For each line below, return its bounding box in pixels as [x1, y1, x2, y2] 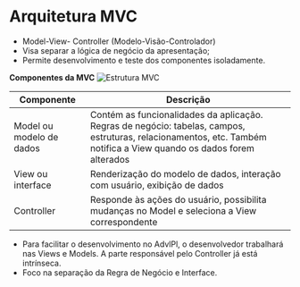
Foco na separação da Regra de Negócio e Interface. [21, 266, 218, 278]
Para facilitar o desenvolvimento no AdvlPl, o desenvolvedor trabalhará [21, 239, 284, 249]
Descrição [165, 93, 211, 106]
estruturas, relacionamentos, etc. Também [89, 131, 268, 143]
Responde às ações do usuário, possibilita [89, 193, 267, 206]
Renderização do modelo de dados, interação [89, 167, 281, 180]
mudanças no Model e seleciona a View [89, 204, 257, 216]
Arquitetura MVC [9, 6, 138, 27]
